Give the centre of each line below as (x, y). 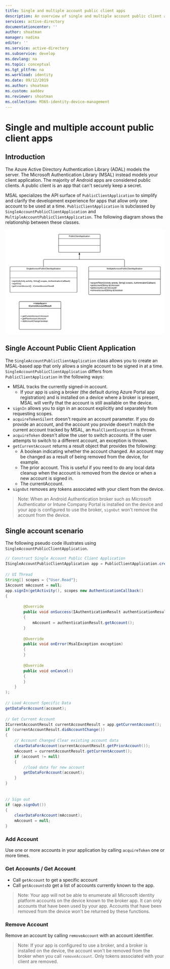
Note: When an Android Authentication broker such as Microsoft (84, 499)
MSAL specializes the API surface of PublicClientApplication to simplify (81, 195)
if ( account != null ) (37, 756)
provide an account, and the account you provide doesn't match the (83, 424)
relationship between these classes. (43, 222)
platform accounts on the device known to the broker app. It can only (90, 900)
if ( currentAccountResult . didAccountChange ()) (55, 730)
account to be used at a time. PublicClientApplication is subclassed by (80, 206)
